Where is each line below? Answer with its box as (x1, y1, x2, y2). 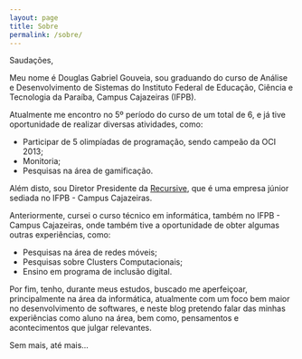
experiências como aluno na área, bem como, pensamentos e (9, 313, 240, 324)
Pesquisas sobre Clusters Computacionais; (22, 257, 184, 267)
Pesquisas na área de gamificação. (22, 165, 154, 177)
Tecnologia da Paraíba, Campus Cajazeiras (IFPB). (9, 92, 197, 102)
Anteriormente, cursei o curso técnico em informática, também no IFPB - (9, 210, 280, 221)
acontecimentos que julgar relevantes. (9, 323, 152, 334)
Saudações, (9, 55, 54, 66)
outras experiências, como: (9, 229, 111, 240)
